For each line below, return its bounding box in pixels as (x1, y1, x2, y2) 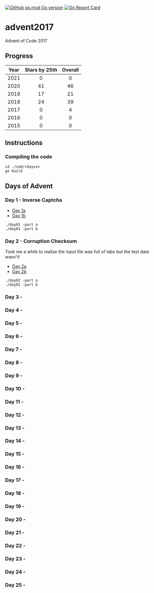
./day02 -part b (5, 282, 38, 287)
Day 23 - (5, 555, 26, 562)
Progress (5, 52, 33, 60)
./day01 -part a (5, 222, 38, 227)
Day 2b (12, 269, 27, 275)
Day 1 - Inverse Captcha (5, 197, 62, 203)
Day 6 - (5, 333, 23, 340)
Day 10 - (5, 385, 25, 392)
